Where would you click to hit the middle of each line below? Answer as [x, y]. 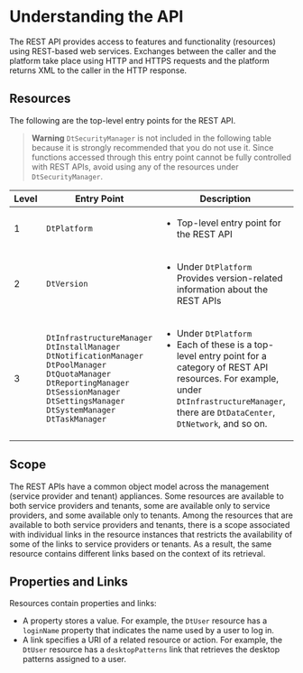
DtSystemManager [81, 410]
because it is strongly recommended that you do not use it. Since [152, 147]
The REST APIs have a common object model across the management [139, 486]
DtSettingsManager [86, 401]
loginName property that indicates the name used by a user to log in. [148, 631]
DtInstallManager [83, 346]
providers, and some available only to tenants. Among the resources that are [151, 515]
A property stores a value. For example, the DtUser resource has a [145, 621]
